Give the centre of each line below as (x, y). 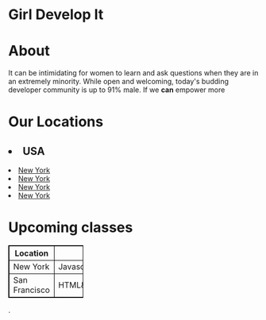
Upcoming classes (71, 227)
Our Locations (56, 122)
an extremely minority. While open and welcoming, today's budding (118, 82)
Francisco (31, 290)
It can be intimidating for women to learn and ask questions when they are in (133, 73)
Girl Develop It (56, 15)
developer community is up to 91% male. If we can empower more (117, 90)
